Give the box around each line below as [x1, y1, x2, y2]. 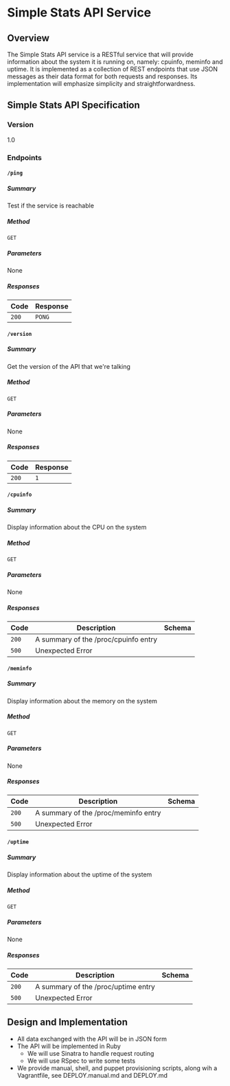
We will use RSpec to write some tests [27, 1056, 136, 1065]
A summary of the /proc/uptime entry [35, 982, 156, 991]
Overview [7, 32, 50, 44]
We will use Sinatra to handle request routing [27, 1049, 154, 1057]
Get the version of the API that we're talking [7, 362, 130, 370]
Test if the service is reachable [7, 201, 95, 210]
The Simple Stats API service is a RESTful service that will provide [7, 50, 194, 58]
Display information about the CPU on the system [7, 523, 147, 532]
